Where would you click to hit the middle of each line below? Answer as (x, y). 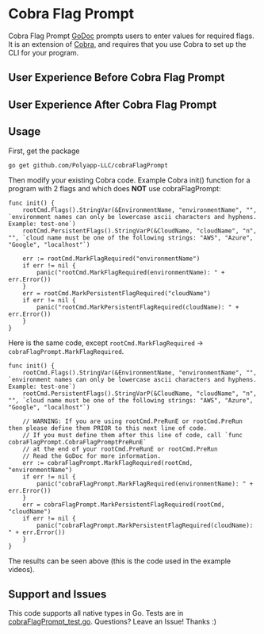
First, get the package (44, 151)
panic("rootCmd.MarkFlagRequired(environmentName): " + (131, 272)
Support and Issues (57, 594)
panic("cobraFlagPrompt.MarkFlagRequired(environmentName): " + (145, 484)
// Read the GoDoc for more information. (92, 456)
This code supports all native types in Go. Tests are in (96, 613)
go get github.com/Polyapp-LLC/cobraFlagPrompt (88, 165)
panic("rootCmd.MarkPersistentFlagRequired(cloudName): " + (138, 307)
